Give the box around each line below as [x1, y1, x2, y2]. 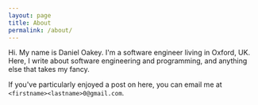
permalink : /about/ [8, 26, 73, 34]
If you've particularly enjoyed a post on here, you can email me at [8, 80, 222, 89]
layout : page [8, 11, 52, 20]
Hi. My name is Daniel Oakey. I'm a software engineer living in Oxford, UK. [8, 48, 251, 58]
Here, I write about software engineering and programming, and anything [8, 56, 248, 66]
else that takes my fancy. [8, 65, 90, 74]
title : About [8, 19, 52, 27]
